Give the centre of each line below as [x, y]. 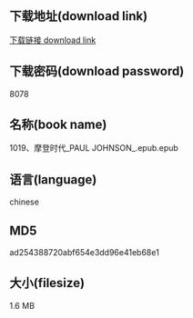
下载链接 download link [53, 40]
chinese [24, 202]
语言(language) [53, 179]
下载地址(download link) [79, 16]
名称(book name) [58, 125]
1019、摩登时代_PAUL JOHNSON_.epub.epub [94, 148]
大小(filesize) [47, 283]
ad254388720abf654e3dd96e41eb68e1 [84, 253]
